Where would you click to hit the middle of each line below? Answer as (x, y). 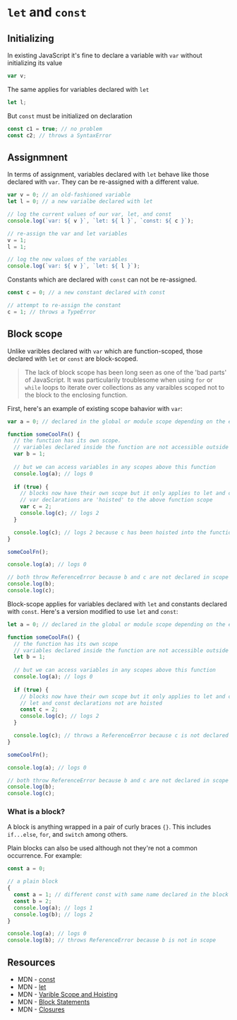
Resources (31, 962)
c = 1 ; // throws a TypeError (52, 312)
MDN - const (36, 979)
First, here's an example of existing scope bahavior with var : (95, 408)
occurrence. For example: (45, 856)
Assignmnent (38, 157)
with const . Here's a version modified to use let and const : (93, 611)
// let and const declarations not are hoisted (91, 703)
